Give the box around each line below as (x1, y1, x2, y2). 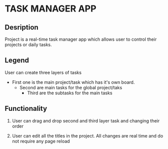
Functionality (5, 104, 47, 113)
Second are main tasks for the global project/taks (19, 84, 122, 90)
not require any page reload (12, 138, 70, 144)
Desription (5, 23, 39, 32)
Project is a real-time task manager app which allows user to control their (5, 36, 157, 42)
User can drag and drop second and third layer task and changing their (12, 117, 160, 123)
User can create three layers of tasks (5, 69, 82, 75)
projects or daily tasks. (5, 42, 52, 48)
